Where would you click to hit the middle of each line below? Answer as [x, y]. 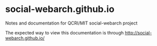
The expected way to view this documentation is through [65, 32]
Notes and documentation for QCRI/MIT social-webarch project [71, 23]
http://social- [138, 32]
